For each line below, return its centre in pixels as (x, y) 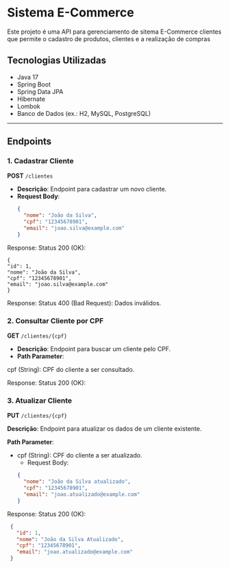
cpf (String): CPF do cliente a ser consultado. (71, 370)
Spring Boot (34, 84)
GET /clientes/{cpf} (37, 336)
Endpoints (29, 142)
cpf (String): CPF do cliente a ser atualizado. (79, 455)
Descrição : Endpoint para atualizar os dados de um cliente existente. (104, 429)
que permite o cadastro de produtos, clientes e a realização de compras (109, 38)
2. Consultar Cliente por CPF (55, 320)
